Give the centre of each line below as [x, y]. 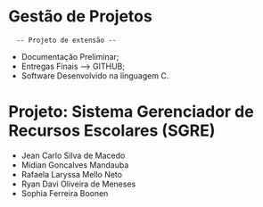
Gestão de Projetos [80, 17]
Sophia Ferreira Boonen [65, 193]
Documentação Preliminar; [70, 56]
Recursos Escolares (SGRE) [112, 131]
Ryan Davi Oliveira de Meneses [78, 184]
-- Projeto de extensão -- [66, 40]
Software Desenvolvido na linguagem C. [95, 75]
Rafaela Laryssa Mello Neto [71, 174]
